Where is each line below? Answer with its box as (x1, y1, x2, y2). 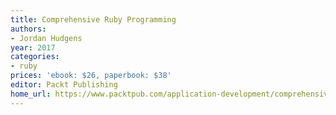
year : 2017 (10, 42, 56, 53)
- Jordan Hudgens (10, 33, 83, 43)
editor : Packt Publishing (10, 80, 118, 90)
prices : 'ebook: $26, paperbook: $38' (10, 71, 172, 81)
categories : (10, 52, 60, 62)
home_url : (10, 89, 52, 99)
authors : (10, 24, 47, 34)
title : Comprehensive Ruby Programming (10, 14, 177, 25)
